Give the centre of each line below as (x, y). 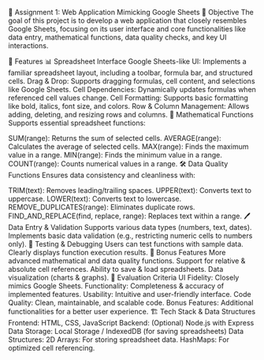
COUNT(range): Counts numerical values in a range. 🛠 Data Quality (118, 164)
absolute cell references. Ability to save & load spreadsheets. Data (116, 269)
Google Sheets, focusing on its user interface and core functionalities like (127, 29)
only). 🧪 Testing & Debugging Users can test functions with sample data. (126, 244)
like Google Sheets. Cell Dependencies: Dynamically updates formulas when (132, 89)
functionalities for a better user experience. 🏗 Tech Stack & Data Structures (132, 312)
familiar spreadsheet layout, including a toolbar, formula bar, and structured (130, 72)
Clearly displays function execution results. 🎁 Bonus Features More (117, 252)
